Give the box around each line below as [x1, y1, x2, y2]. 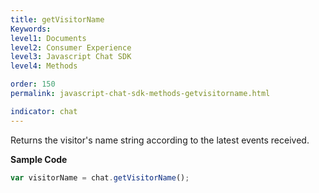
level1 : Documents [10, 33, 87, 43]
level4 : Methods [10, 61, 78, 71]
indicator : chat [10, 106, 78, 116]
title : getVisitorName [10, 14, 105, 25]
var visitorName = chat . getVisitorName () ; [10, 172, 190, 183]
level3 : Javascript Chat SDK [10, 52, 132, 62]
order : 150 [10, 79, 56, 90]
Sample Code [10, 153, 68, 165]
